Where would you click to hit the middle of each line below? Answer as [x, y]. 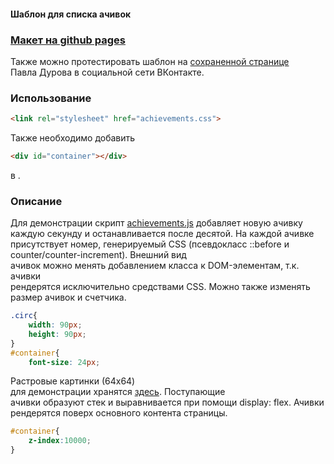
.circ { [24, 316]
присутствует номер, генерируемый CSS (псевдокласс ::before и [150, 244]
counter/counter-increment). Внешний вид [98, 255]
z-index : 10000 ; [60, 441]
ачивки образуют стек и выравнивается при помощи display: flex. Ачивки [167, 402]
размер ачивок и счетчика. [68, 297]
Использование [51, 98]
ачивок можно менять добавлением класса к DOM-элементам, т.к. [155, 266]
